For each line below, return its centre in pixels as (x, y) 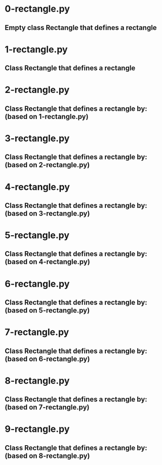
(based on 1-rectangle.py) (47, 117)
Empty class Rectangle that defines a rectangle (81, 28)
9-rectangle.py (37, 429)
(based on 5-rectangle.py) (47, 311)
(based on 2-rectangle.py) (47, 165)
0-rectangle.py (37, 9)
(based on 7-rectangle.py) (47, 407)
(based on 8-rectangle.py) (47, 456)
